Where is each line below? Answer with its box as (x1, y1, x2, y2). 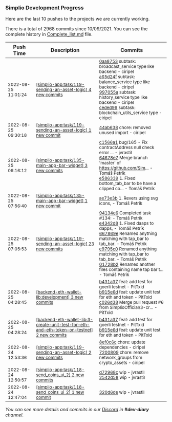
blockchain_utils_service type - (99, 110, 162, 116)
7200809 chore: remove (99, 350, 149, 356)
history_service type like (99, 95, 147, 100)
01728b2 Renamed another (99, 262, 155, 267)
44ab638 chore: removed (99, 125, 151, 131)
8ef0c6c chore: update (99, 339, 146, 345)
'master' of (99, 160, 121, 166)
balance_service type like (99, 79, 150, 85)
